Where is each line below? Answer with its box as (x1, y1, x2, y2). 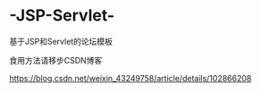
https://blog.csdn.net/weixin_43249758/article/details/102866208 (9, 72, 252, 83)
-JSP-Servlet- (9, 5, 115, 26)
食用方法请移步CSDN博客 (9, 54, 103, 65)
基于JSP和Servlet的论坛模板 (9, 36, 114, 46)
